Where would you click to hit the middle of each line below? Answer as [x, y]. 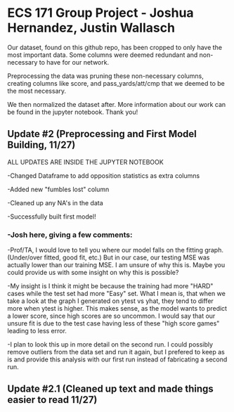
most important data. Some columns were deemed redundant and [103, 55]
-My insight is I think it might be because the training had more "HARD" [110, 286]
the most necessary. [37, 91]
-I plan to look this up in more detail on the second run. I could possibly [110, 345]
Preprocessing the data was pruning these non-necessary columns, [105, 76]
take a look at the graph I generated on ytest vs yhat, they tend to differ [111, 301]
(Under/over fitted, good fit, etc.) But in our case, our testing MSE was [109, 257]
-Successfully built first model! [52, 217]
